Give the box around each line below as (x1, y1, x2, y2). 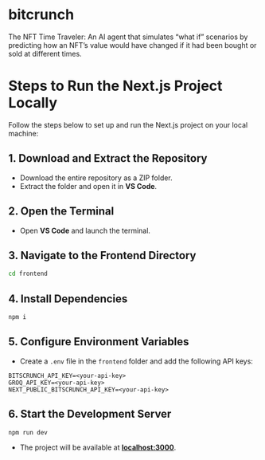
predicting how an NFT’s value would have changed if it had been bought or (8, 40, 257, 49)
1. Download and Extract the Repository (8, 151, 208, 165)
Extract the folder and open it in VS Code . (19, 181, 158, 191)
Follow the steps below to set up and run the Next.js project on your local (8, 120, 248, 129)
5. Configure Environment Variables (8, 335, 189, 348)
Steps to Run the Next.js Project (8, 77, 223, 95)
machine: (8, 128, 39, 138)
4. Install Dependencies (8, 292, 128, 305)
